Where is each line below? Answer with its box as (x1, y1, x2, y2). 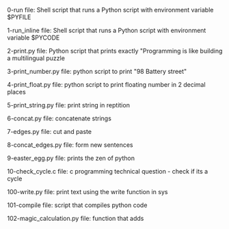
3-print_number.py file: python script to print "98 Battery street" (7, 68, 187, 75)
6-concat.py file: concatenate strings (7, 114, 111, 122)
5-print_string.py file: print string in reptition (7, 101, 130, 109)
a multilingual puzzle (7, 54, 65, 62)
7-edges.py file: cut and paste (7, 128, 92, 135)
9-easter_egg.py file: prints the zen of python (7, 154, 135, 162)
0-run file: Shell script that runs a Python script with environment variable (7, 6, 214, 14)
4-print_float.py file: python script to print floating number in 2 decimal (7, 81, 206, 88)
